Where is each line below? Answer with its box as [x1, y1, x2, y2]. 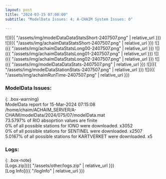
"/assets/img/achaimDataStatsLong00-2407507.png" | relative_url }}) [11, 46, 154, 52]
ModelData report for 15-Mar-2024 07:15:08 [5, 101, 95, 107]
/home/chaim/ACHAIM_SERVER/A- [5, 106, 76, 113]
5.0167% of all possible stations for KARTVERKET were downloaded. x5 [5, 133, 152, 139]
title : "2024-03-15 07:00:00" [5, 12, 68, 17]
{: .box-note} [5, 157, 31, 163]
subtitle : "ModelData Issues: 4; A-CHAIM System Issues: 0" [5, 17, 133, 22]
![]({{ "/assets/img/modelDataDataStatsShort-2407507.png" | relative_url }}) [5, 35, 161, 41]
